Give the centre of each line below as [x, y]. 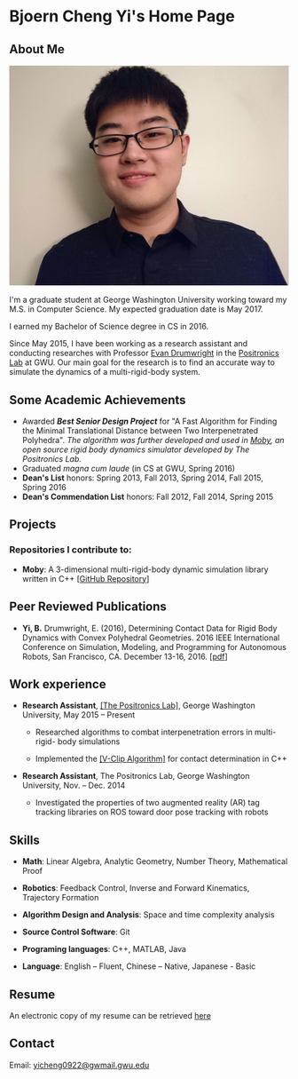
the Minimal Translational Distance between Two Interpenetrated [140, 431]
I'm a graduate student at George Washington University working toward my [148, 300]
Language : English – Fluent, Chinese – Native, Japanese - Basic [139, 966]
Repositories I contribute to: [71, 550]
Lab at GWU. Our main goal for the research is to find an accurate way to [142, 362]
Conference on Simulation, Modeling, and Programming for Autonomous [154, 647]
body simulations [89, 742]
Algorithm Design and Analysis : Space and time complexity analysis [148, 915]
